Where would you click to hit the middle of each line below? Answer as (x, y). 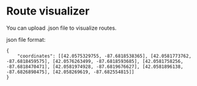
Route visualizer (48, 11)
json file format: (26, 39)
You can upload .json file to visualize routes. (61, 28)
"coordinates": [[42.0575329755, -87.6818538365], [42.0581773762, (104, 56)
